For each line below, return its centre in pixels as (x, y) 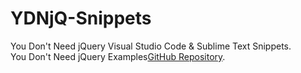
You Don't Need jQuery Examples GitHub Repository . (118, 56)
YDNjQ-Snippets (81, 18)
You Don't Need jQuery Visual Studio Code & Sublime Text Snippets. (151, 46)
